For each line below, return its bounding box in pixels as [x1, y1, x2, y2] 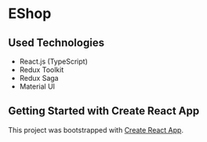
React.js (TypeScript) [19, 56, 88, 66]
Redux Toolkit [19, 65, 64, 75]
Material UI [19, 82, 56, 91]
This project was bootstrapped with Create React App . [8, 125, 184, 134]
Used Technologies [8, 36, 104, 49]
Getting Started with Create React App [8, 104, 200, 118]
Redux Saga [19, 74, 59, 82]
